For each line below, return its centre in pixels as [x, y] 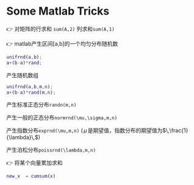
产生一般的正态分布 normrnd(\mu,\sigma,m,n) [62, 117]
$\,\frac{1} [175, 131]
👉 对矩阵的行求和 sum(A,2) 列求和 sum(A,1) [60, 29]
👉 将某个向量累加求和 [34, 163]
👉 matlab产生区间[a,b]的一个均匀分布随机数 [62, 43]
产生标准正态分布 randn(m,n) [41, 105]
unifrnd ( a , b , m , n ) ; [30, 86]
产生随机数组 [22, 75]
